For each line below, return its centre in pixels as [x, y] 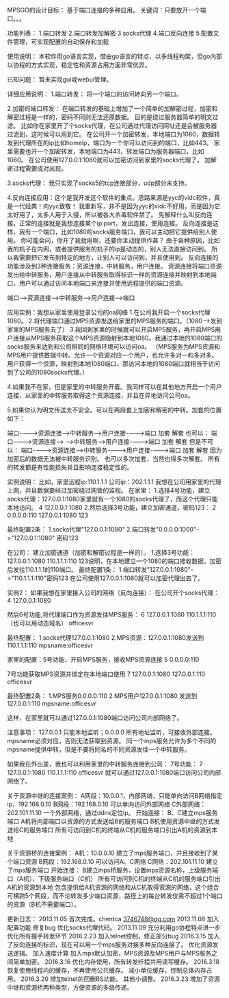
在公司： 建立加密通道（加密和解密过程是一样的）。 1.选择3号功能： [101, 552]
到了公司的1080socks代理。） [48, 372]
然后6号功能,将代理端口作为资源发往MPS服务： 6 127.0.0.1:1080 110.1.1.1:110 [112, 614]
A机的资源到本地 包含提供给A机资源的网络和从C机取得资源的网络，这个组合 [113, 887]
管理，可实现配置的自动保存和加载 [61, 42]
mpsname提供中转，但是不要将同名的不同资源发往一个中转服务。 [99, 749]
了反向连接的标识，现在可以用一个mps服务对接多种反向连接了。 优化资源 [110, 945]
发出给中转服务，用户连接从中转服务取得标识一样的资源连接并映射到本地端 [112, 275]
